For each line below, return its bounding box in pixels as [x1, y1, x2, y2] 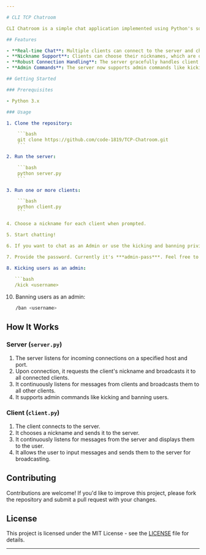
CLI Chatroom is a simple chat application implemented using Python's [6, 25, 193, 31]
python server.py [17, 170, 62, 177]
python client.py [17, 204, 62, 210]
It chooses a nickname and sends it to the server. [15, 429, 140, 436]
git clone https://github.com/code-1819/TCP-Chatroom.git [17, 137, 169, 143]
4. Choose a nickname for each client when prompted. [6, 221, 147, 227]
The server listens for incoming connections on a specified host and [15, 354, 188, 362]
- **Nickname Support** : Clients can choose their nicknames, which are [6, 53, 196, 59]
